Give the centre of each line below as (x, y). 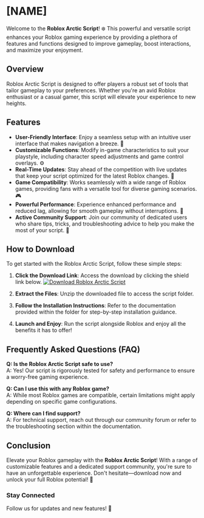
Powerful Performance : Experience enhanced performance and (96, 204)
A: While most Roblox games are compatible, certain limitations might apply (101, 395)
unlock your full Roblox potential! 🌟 (50, 479)
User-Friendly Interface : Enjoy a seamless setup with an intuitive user (103, 137)
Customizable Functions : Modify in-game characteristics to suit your (102, 150)
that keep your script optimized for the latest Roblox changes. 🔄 (95, 176)
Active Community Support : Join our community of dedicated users (101, 217)
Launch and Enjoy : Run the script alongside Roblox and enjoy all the (100, 324)
